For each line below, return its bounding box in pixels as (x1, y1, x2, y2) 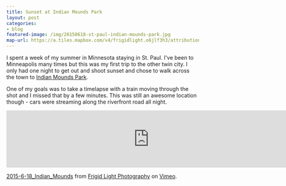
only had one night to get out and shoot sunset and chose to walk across (6, 67, 190, 74)
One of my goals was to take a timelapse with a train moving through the (6, 85, 189, 92)
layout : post (6, 15, 40, 21)
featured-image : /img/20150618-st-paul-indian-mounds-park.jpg (6, 32, 171, 38)
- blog (6, 26, 23, 32)
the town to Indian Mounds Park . (6, 74, 89, 80)
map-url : (6, 37, 29, 43)
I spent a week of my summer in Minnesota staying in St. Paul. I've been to (6, 54, 194, 61)
